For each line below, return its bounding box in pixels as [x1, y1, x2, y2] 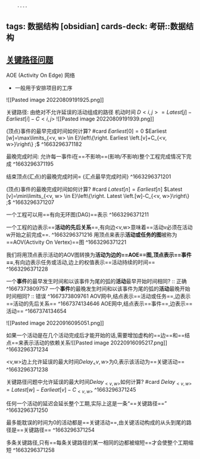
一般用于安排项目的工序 [14, 85, 73, 92]
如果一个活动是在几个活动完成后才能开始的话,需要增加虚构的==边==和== [6, 332, 185, 339]
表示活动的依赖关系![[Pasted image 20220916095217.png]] [23, 339, 168, 346]
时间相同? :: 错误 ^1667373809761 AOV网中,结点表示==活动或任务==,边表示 [6, 293, 191, 300]
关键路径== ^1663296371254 [23, 426, 95, 433]
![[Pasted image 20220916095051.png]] [6, 320, 104, 327]
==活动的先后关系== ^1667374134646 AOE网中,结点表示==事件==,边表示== [6, 300, 193, 308]
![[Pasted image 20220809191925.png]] [6, 97, 104, 104]
